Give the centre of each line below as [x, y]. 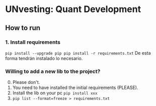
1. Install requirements [33, 42]
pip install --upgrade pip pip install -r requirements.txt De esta [78, 53]
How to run [23, 28]
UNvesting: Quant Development [73, 9]
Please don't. [26, 82]
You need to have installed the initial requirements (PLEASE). [75, 88]
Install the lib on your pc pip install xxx [55, 93]
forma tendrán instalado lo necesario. [44, 58]
